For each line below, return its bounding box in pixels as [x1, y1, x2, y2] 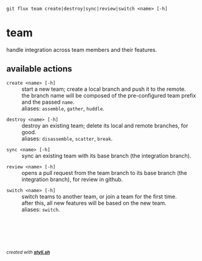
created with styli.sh [6, 249, 51, 256]
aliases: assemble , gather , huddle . [21, 104, 105, 112]
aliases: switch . [21, 206, 60, 213]
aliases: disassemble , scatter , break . [21, 135, 113, 142]
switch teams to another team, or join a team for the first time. [21, 193, 177, 200]
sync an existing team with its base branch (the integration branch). [21, 152, 192, 159]
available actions [6, 64, 73, 74]
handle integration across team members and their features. [6, 46, 157, 53]
